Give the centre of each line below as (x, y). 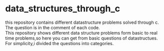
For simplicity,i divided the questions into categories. (59, 43)
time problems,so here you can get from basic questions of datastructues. (82, 38)
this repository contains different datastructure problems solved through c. (82, 22)
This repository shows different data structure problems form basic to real (81, 33)
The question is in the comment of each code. (52, 27)
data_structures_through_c (63, 9)
